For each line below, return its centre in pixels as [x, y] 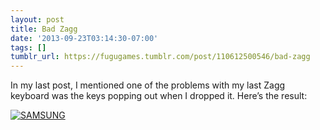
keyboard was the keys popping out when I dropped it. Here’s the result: [159, 96]
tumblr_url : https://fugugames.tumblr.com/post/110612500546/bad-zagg [160, 57]
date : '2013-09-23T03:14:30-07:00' [84, 38]
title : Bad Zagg [44, 29]
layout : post [37, 19]
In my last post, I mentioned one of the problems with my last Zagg [148, 85]
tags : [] [28, 47]
